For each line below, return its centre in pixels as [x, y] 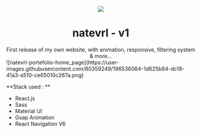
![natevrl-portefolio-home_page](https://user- [63, 62]
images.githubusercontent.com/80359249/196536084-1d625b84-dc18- [95, 68]
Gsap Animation [35, 117]
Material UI [28, 111]
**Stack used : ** [28, 86]
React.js [25, 98]
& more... [101, 56]
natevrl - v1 [101, 33]
